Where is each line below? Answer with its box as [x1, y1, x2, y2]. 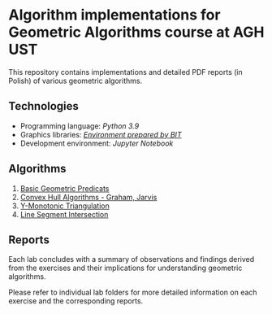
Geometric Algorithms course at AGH [8, 23, 265, 41]
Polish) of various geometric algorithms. [8, 76, 143, 85]
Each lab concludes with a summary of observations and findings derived [8, 255, 255, 264]
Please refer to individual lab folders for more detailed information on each [8, 287, 257, 298]
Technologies [8, 99, 80, 113]
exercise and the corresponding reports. [8, 296, 144, 306]
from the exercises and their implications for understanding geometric [8, 263, 243, 273]
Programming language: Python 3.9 [19, 120, 140, 131]
